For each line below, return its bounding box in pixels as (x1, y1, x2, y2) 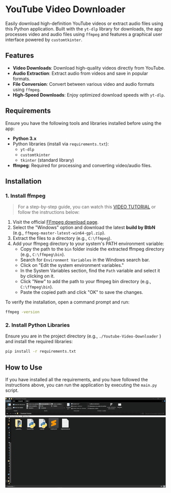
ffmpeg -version (5, 310, 40, 315)
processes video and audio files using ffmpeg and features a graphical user (5, 31, 163, 37)
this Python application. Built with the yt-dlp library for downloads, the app (5, 25, 163, 32)
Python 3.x (12, 135, 37, 141)
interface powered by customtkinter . (5, 37, 82, 43)
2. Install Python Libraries (5, 322, 70, 329)
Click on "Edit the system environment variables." (20, 262, 124, 268)
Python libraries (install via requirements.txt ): (12, 141, 109, 147)
